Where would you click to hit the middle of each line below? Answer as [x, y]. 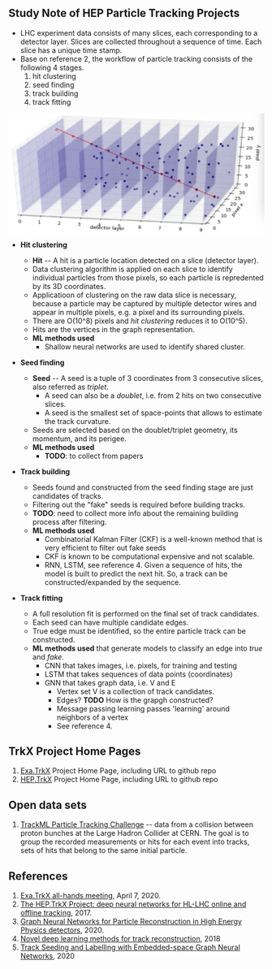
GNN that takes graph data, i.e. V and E [110, 682]
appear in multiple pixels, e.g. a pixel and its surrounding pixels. [138, 312]
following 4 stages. [52, 67]
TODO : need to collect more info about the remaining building [135, 513]
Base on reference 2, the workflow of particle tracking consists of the [136, 58]
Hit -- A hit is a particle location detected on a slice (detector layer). [145, 260]
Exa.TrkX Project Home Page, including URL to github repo [118, 771]
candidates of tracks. [68, 495]
